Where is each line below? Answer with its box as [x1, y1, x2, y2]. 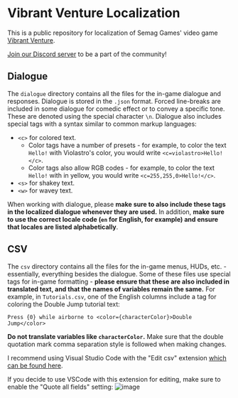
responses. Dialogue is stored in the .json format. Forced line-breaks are [7, 97, 222, 105]
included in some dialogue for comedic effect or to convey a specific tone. [7, 104, 225, 113]
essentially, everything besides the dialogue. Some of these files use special [7, 269, 231, 278]
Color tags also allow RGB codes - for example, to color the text [28, 163, 215, 172]
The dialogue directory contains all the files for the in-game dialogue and [7, 89, 222, 97]
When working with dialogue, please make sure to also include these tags [7, 200, 226, 208]
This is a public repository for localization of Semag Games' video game [7, 28, 218, 37]
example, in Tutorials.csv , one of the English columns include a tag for [7, 292, 217, 301]
